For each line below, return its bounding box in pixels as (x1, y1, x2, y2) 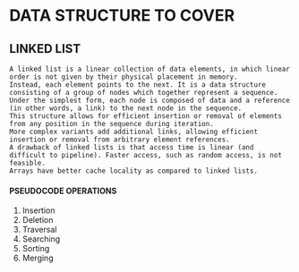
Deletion (21, 215, 54, 225)
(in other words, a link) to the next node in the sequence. (9, 104, 243, 113)
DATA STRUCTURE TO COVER (9, 5, 235, 26)
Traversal (21, 225, 57, 235)
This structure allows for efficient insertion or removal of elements (9, 112, 282, 121)
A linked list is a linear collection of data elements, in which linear (9, 64, 291, 73)
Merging (21, 252, 54, 264)
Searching (21, 234, 61, 244)
